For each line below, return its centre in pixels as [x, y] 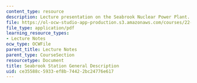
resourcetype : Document [35, 60]
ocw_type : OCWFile [28, 44]
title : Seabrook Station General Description [62, 66]
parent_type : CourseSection [40, 55]
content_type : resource [35, 11]
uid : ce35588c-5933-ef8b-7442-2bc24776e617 [60, 71]
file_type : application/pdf [40, 28]
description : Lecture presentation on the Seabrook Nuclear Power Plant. [98, 17]
